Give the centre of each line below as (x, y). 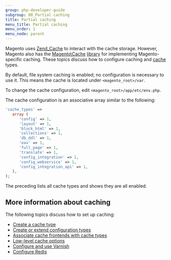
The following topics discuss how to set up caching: (60, 214)
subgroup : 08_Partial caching (38, 15)
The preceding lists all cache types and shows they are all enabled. (76, 186)
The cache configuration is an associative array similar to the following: (80, 100)
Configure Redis (30, 251)
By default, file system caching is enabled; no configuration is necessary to (85, 75)
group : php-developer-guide (35, 10)
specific (14, 59)
